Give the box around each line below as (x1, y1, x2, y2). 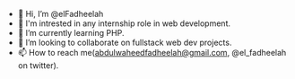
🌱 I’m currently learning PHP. (17, 28, 125, 38)
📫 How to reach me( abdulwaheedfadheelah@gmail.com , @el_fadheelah (17, 48, 287, 57)
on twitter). (17, 60, 59, 71)
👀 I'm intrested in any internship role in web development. (17, 18, 231, 29)
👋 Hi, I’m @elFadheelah (17, 9, 104, 19)
